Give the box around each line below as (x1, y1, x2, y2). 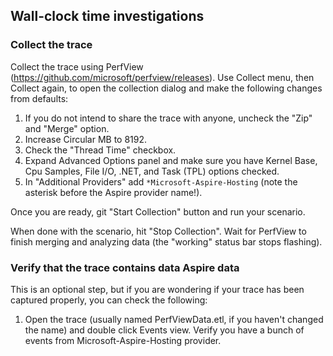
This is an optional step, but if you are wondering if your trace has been (10, 283, 305, 295)
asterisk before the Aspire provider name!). (24, 186, 203, 198)
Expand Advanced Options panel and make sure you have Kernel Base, (24, 154, 318, 166)
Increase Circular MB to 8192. (24, 133, 148, 145)
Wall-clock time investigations (10, 8, 205, 25)
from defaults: (10, 92, 69, 104)
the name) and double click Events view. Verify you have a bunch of (24, 324, 305, 336)
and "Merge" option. (24, 122, 110, 134)
